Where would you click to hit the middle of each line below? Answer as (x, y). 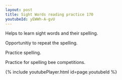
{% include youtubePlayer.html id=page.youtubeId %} (61, 72)
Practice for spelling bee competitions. (45, 62)
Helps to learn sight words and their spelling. (52, 33)
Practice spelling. (23, 52)
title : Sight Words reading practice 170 (49, 14)
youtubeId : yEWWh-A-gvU (30, 19)
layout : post (19, 10)
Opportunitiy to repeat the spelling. (42, 43)
